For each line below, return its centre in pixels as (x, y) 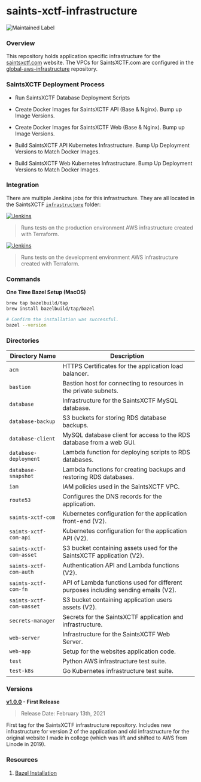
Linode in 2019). (26, 744)
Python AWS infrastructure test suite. (114, 661)
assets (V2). (80, 607)
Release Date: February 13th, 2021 (63, 714)
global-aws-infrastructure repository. (52, 69)
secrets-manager (32, 621)
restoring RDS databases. (98, 476)
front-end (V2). (84, 521)
